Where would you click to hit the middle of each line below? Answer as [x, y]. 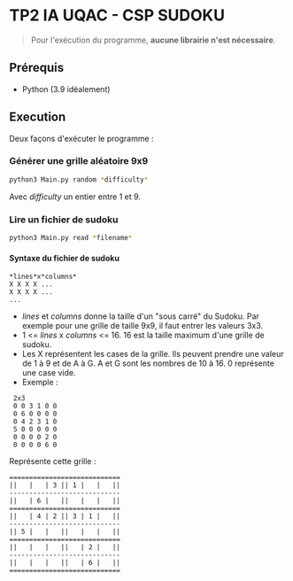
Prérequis [37, 68]
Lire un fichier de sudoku [64, 220]
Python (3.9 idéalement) [66, 89]
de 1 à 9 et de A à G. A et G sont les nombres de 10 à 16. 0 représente [148, 363]
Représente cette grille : [53, 461]
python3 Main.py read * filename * [71, 238]
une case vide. [49, 373]
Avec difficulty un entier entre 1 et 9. [75, 197]
